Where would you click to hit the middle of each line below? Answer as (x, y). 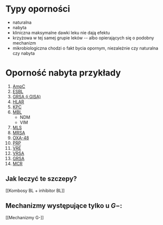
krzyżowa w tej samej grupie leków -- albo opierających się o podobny (83, 38)
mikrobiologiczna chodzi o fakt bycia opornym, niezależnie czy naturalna (85, 48)
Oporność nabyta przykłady (63, 73)
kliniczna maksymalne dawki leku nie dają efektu (61, 32)
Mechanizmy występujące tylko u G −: (64, 206)
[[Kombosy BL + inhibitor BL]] (35, 191)
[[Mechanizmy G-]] (25, 217)
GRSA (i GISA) (27, 96)
